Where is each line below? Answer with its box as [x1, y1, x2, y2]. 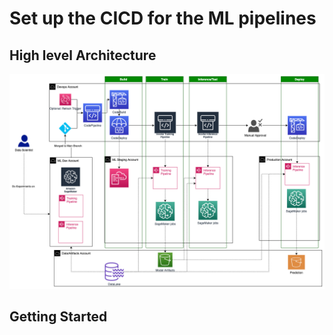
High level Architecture [9, 47, 157, 64]
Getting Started [9, 308, 108, 325]
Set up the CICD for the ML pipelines [9, 7, 317, 30]
